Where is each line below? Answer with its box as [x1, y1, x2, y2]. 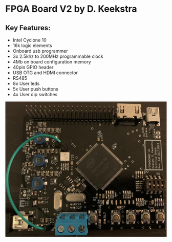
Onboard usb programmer [12, 48, 68, 54]
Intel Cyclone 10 [12, 37, 47, 43]
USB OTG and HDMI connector [12, 70, 78, 76]
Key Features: [5, 24, 51, 32]
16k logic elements [12, 42, 52, 49]
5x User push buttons [12, 86, 59, 92]
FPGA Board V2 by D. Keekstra [5, 3, 137, 15]
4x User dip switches [12, 92, 58, 97]
